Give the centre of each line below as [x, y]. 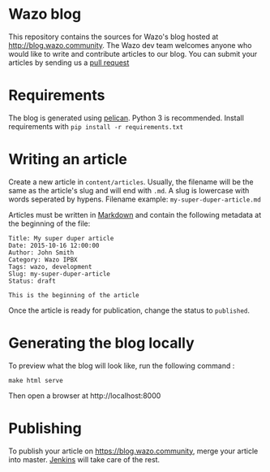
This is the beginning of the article [74, 295]
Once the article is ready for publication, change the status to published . [129, 310]
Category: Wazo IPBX [43, 260]
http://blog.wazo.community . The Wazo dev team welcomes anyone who [130, 45]
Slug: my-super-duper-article [60, 274]
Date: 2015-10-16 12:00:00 [54, 245]
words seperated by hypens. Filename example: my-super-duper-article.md [135, 199]
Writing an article [68, 160]
